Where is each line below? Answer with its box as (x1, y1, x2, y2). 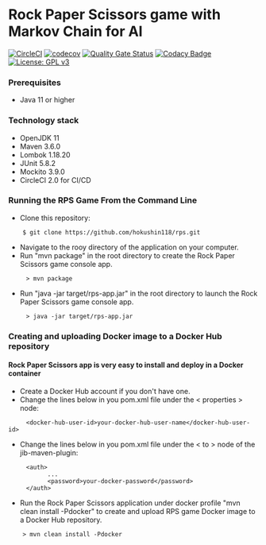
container (8, 369, 41, 378)
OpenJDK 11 (19, 133, 60, 142)
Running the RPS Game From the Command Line (8, 195, 197, 206)
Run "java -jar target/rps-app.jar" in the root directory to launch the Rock (19, 288, 258, 298)
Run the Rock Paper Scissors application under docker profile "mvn (19, 498, 241, 508)
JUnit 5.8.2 (19, 158, 56, 168)
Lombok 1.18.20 (19, 149, 71, 160)
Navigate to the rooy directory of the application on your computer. (19, 242, 240, 252)
